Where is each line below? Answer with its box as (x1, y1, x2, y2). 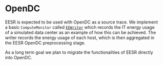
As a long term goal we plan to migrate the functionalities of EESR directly (5, 49, 153, 55)
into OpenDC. (5, 54, 33, 60)
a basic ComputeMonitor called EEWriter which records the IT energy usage (5, 24, 155, 30)
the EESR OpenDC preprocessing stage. (5, 40, 86, 45)
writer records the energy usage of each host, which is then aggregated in (5, 35, 155, 41)
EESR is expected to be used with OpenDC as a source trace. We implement (5, 19, 158, 25)
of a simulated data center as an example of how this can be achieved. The (5, 29, 156, 35)
